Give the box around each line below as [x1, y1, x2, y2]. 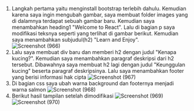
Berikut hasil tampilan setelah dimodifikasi [11, 92, 113, 99]
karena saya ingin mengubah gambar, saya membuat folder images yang [11, 11, 188, 18]
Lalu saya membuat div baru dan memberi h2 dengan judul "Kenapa [11, 49, 176, 55]
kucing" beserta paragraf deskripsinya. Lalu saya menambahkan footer [11, 68, 184, 74]
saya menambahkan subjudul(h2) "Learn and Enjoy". [11, 36, 139, 43]
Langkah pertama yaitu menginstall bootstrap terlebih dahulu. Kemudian [11, 5, 186, 12]
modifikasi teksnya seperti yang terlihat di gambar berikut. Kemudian [11, 30, 179, 37]
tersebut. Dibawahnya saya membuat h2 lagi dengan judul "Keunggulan [11, 61, 186, 68]
